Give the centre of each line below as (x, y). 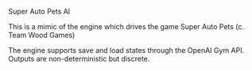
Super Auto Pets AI (39, 11)
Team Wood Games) (42, 35)
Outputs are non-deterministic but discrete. (79, 59)
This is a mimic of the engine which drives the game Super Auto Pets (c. (126, 26)
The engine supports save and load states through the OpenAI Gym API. (126, 50)
